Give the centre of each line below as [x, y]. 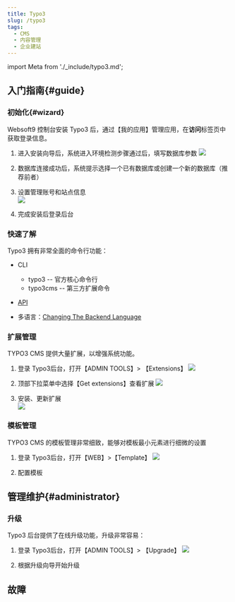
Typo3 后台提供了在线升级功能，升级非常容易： [76, 535]
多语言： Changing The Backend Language [79, 317]
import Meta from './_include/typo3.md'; [65, 67]
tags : [15, 27]
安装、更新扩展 [39, 399]
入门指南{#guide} [46, 91]
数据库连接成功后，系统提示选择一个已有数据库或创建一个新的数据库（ [120, 168]
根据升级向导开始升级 [48, 565]
